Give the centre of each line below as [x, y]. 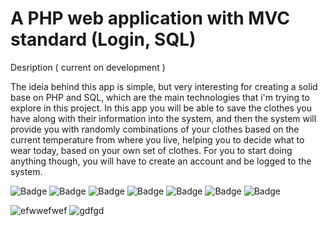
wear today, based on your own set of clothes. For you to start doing [151, 150]
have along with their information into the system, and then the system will [163, 118]
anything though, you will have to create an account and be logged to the [161, 161]
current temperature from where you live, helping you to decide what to [157, 139]
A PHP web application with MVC [150, 18]
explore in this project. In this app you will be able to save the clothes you [161, 108]
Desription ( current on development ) [88, 67]
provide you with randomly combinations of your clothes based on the [155, 129]
